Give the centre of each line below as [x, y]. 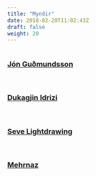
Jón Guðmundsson [40, 64]
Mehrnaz [23, 165]
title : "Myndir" [31, 14]
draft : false [26, 27]
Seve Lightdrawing [40, 131]
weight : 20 [23, 33]
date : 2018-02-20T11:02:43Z [48, 20]
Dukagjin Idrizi [33, 98]
